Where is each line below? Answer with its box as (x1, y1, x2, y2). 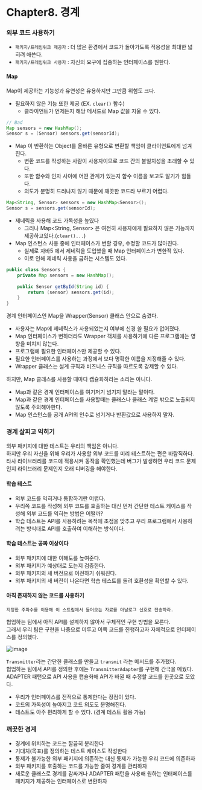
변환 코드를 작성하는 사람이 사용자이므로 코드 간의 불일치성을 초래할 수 (24, 158, 189, 165)
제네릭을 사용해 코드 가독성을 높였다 (14, 217, 99, 224)
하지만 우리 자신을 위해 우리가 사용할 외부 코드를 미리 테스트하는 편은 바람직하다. (6, 450, 195, 457)
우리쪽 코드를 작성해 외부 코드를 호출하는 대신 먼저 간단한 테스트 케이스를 (14, 502, 186, 509)
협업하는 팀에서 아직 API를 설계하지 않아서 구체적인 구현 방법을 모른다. (6, 618, 171, 626)
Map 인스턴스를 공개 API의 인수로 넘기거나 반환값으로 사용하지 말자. (14, 411, 175, 419)
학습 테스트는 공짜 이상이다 (6, 540, 69, 547)
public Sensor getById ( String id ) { (17, 283, 110, 290)
